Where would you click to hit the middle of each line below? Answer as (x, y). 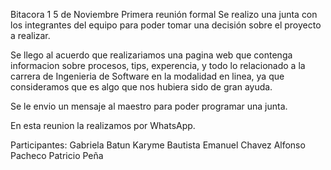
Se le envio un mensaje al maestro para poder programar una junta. (149, 106)
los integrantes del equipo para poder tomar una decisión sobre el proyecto (166, 25)
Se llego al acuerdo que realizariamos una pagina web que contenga (151, 55)
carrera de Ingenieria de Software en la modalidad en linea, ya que (147, 76)
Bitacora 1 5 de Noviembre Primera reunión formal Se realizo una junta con (164, 14)
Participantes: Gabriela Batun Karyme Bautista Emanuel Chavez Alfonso (158, 145)
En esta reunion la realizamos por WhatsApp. (103, 125)
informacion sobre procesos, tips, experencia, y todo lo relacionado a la (158, 65)
